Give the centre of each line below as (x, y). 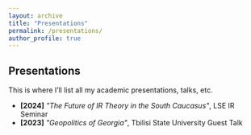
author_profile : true (45, 38)
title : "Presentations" (48, 23)
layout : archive (36, 16)
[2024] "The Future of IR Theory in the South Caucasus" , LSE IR (128, 106)
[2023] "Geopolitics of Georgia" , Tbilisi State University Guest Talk (132, 123)
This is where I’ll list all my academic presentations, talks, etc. (111, 90)
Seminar (34, 114)
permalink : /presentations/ (56, 31)
